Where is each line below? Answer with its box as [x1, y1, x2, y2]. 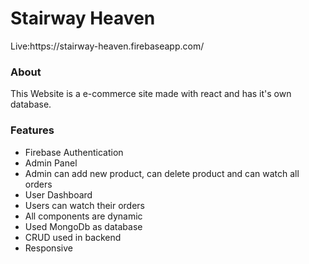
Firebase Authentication [24, 146, 124, 158]
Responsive [24, 242, 73, 254]
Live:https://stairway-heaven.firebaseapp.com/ [10, 40, 205, 52]
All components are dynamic [24, 210, 143, 222]
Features [10, 123, 55, 137]
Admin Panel [24, 157, 78, 169]
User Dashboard [24, 188, 93, 201]
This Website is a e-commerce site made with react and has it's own [10, 88, 292, 100]
